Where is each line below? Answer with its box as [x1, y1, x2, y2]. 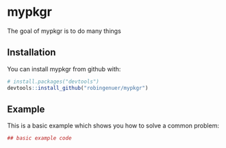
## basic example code [7, 135, 72, 142]
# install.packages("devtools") [7, 78, 99, 85]
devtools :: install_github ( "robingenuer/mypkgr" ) [7, 84, 149, 91]
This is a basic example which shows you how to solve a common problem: [7, 121, 219, 130]
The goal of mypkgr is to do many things [7, 27, 121, 35]
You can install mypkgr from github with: [7, 64, 121, 73]
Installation [7, 47, 56, 58]
